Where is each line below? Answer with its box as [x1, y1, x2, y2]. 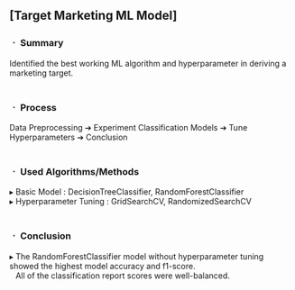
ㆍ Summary [9, 37, 64, 50]
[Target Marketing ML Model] [9, 8, 178, 23]
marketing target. [9, 68, 74, 78]
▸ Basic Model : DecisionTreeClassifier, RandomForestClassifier [9, 186, 244, 197]
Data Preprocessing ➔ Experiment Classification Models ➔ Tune [9, 122, 248, 132]
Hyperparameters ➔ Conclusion [9, 131, 128, 142]
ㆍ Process [9, 101, 57, 113]
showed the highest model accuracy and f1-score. [9, 260, 196, 271]
